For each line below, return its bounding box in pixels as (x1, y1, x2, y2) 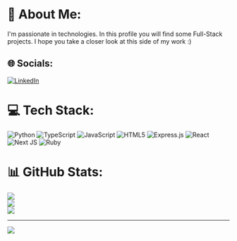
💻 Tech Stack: (7, 102, 95, 118)
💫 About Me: (7, 6, 82, 23)
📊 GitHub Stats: (7, 163, 104, 180)
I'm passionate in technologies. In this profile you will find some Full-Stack (7, 30, 223, 38)
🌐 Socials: (7, 58, 54, 70)
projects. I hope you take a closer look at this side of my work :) (7, 37, 192, 45)
